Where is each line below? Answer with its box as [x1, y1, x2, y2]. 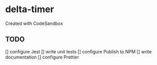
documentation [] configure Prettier [5, 54, 80, 60]
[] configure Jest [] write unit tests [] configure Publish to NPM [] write [5, 48, 152, 54]
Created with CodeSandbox [5, 20, 63, 26]
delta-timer [5, 4, 54, 15]
